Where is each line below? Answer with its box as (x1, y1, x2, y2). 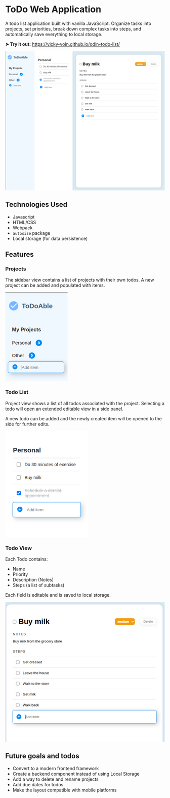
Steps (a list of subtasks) (12, 582, 65, 588)
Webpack (12, 225, 33, 231)
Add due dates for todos (12, 781, 64, 787)
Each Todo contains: (5, 556, 48, 562)
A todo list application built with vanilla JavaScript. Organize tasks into (5, 20, 152, 26)
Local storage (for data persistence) (12, 235, 88, 241)
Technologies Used (5, 200, 67, 209)
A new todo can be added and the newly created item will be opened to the (5, 415, 162, 421)
